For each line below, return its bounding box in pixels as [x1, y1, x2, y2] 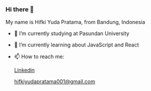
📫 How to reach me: [14, 53, 65, 60]
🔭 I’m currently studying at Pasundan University [14, 30, 130, 37]
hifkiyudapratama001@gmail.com [14, 78, 95, 85]
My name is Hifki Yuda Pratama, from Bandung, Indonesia [5, 19, 145, 26]
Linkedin [14, 67, 35, 74]
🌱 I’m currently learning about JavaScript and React [14, 41, 139, 49]
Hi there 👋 [5, 5, 35, 14]
